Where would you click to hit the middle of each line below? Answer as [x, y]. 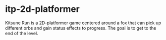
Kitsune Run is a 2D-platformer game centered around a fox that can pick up [83, 23]
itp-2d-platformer [43, 9]
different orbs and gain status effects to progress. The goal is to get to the [81, 28]
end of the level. [22, 33]
